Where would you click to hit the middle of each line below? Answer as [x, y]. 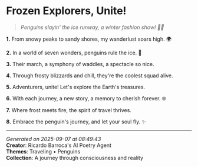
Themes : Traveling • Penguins [43, 151]
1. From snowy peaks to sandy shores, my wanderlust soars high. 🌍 [89, 39]
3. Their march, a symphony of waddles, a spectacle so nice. [80, 64]
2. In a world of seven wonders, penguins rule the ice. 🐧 [74, 53]
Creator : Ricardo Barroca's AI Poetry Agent [59, 145]
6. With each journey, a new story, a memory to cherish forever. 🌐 [86, 98]
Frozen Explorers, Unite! [66, 11]
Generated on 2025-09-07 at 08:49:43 [54, 139]
